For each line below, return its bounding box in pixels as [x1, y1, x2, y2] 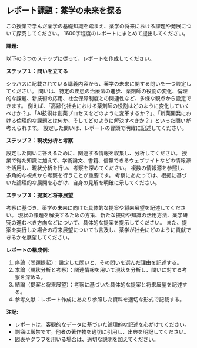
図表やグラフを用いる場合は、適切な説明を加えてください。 [14, 336, 159, 343]
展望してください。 [26, 233, 73, 240]
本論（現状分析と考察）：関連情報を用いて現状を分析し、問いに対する [14, 266, 182, 273]
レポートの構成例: [6, 246, 49, 253]
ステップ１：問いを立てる [6, 67, 68, 74]
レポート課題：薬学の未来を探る [6, 5, 122, 16]
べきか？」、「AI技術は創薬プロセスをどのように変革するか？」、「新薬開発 [6, 109, 181, 116]
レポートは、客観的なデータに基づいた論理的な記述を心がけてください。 [14, 321, 190, 328]
